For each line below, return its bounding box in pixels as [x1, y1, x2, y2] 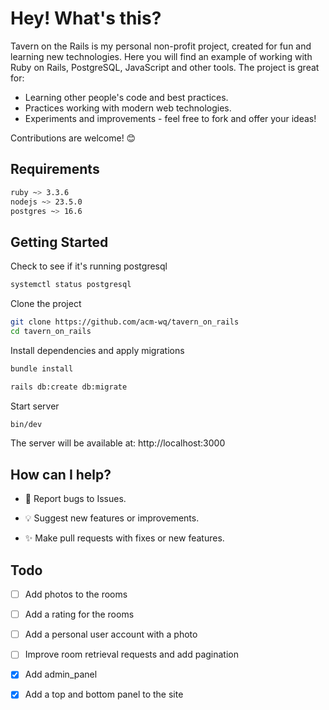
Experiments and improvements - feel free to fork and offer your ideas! [24, 112, 317, 124]
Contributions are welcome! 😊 [10, 132, 137, 144]
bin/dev [10, 419, 43, 429]
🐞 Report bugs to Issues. [24, 493, 127, 505]
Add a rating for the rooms [24, 608, 135, 621]
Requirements [10, 161, 100, 178]
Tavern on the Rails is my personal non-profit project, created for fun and [10, 40, 312, 52]
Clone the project [10, 298, 82, 310]
